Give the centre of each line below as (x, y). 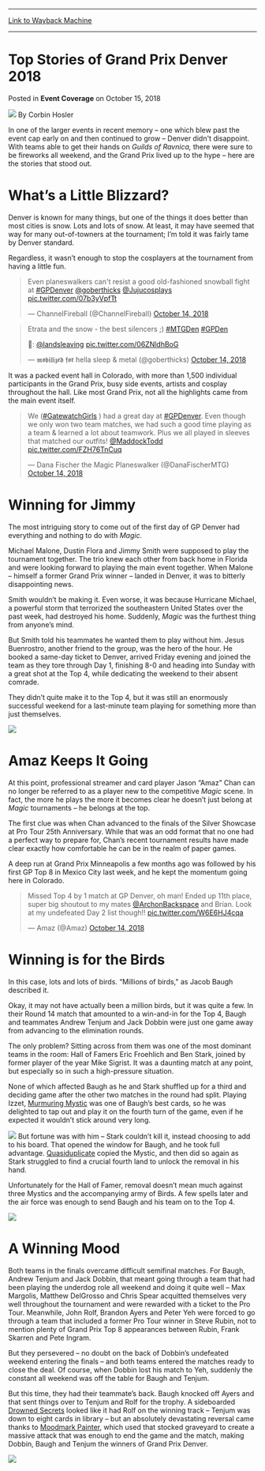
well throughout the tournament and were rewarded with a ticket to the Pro (129, 1304)
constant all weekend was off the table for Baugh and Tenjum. (109, 1378)
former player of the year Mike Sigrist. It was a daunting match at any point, (131, 1063)
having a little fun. (37, 266)
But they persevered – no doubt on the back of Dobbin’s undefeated (118, 1352)
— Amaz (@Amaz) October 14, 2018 (86, 927)
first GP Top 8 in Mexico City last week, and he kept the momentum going (128, 872)
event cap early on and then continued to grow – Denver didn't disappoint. (129, 138)
